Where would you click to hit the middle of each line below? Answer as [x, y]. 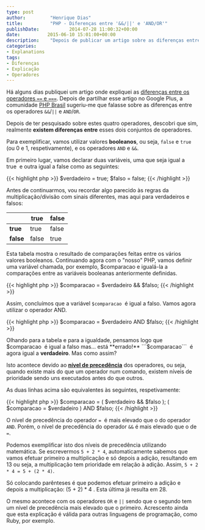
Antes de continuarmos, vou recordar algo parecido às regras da [88, 190]
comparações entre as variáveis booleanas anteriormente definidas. [92, 274]
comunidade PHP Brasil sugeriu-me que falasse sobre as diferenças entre [99, 105]
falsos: [15, 203]
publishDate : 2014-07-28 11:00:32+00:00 [72, 29]
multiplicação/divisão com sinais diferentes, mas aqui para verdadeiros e [98, 197]
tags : [13, 58]
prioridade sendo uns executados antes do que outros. [75, 378]
